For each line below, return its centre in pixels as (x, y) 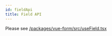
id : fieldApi (19, 10)
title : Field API (23, 14)
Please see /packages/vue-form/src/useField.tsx (56, 28)
